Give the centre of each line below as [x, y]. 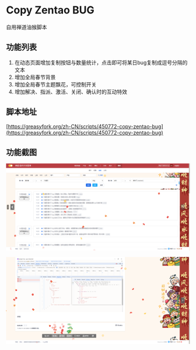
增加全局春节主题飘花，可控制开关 [55, 84]
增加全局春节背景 [35, 77]
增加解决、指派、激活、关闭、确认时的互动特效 [71, 92]
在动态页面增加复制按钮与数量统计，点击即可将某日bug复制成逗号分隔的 [101, 63]
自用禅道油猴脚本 [27, 27]
